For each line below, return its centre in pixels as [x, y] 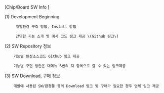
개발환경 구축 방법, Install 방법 [46, 27]
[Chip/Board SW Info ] [27, 7]
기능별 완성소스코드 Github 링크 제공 [47, 56]
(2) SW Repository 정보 [28, 46]
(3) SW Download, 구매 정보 [32, 76]
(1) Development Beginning [32, 17]
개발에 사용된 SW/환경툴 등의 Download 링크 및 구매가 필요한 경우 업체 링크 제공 [86, 86]
